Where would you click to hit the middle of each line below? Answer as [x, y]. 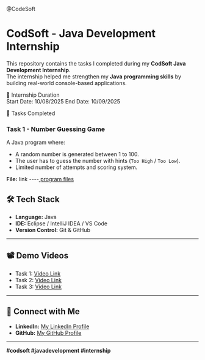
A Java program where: [36, 143]
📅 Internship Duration [33, 95]
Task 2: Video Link [38, 280]
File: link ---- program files [40, 179]
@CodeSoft [21, 9]
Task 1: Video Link [38, 273]
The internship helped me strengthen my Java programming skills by [94, 77]
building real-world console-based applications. [67, 83]
